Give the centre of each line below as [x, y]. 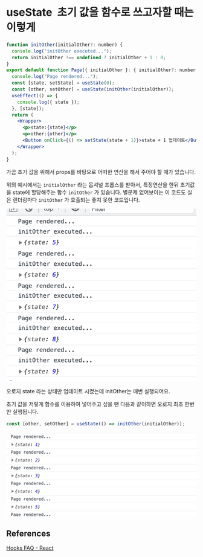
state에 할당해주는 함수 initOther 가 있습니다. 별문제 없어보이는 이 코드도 [99, 192]
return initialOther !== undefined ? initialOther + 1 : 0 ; [89, 57]
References [28, 533]
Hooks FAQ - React [30, 548]
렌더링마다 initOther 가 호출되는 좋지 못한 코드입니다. [76, 199]
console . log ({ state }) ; [48, 102]
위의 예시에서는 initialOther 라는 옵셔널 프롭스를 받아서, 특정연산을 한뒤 [93, 184]
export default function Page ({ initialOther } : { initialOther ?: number [101, 70]
